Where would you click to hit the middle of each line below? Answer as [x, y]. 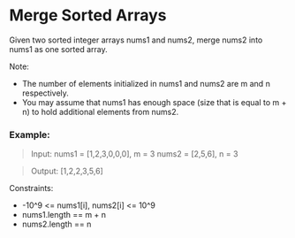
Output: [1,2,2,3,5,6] [67, 171]
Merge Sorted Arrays [88, 15]
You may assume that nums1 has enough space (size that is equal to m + [154, 102]
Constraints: [31, 188]
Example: [30, 134]
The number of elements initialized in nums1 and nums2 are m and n [146, 83]
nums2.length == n [57, 224]
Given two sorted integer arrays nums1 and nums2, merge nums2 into [136, 40]
